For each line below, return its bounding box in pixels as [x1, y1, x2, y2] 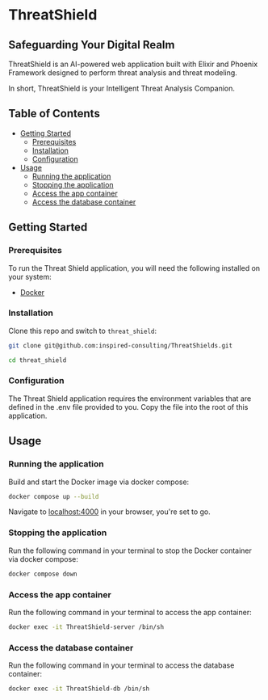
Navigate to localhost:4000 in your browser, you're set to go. [8, 507, 211, 517]
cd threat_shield [8, 356, 67, 365]
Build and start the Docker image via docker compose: [8, 477, 190, 487]
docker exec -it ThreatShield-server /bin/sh [8, 622, 164, 631]
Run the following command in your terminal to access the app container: [8, 607, 252, 617]
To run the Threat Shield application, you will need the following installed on [8, 263, 261, 272]
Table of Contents [8, 107, 101, 120]
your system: [8, 272, 52, 281]
